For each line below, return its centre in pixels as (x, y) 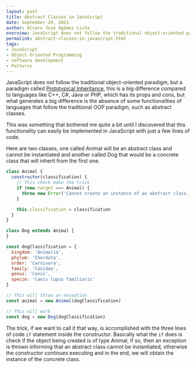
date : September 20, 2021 (37, 22)
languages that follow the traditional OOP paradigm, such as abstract (89, 107)
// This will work (28, 311)
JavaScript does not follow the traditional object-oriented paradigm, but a (94, 82)
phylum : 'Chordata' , (36, 258)
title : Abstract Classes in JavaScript (55, 17)
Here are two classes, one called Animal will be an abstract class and (89, 148)
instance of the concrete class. (43, 359)
